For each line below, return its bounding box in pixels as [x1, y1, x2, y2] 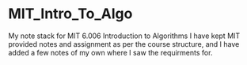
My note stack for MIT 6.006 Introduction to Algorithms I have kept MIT [8, 31, 241, 40]
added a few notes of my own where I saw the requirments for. [8, 48, 213, 57]
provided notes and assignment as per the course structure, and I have [8, 39, 240, 48]
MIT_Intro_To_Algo [8, 5, 133, 23]
